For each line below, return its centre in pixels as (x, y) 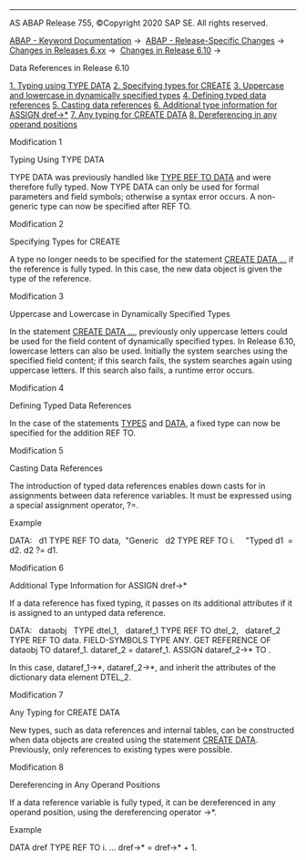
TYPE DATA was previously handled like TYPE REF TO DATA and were (140, 177)
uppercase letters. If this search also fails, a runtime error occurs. (132, 370)
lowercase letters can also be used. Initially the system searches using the (149, 351)
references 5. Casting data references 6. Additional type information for (143, 105)
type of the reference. (51, 278)
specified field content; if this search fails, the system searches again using (151, 360)
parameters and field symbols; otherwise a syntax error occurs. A (133, 196)
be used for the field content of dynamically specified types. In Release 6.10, (153, 341)
